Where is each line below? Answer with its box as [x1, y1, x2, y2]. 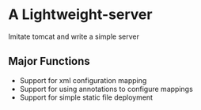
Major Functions [8, 55, 91, 68]
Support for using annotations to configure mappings [19, 84, 194, 93]
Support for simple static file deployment [19, 93, 153, 102]
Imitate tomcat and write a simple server [8, 32, 140, 41]
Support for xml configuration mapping [19, 75, 147, 85]
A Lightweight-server [8, 6, 153, 24]
